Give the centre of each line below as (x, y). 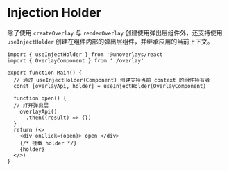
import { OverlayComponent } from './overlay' (76, 60)
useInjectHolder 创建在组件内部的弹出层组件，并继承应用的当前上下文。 (110, 41)
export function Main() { (44, 73)
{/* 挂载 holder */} (48, 143)
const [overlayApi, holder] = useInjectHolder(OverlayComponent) (110, 86)
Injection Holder (54, 13)
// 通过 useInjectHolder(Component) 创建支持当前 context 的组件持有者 (112, 80)
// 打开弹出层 (31, 105)
